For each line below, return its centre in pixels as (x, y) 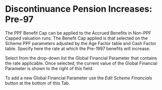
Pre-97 (19, 19)
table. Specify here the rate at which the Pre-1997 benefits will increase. (78, 48)
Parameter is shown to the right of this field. (49, 68)
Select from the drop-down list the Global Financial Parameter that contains (81, 58)
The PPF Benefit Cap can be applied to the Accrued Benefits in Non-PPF (78, 33)
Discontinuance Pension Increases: (79, 9)
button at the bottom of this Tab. (37, 83)
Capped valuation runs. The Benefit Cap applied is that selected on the (76, 38)
